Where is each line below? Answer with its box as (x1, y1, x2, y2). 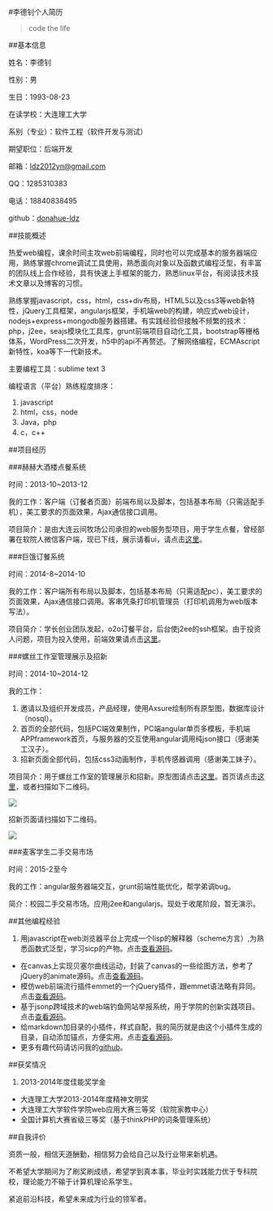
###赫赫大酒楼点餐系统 (8, 463, 87, 472)
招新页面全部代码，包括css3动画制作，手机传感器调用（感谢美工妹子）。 (19, 754, 262, 764)
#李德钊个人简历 (8, 7, 63, 16)
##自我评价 (8, 1132, 46, 1142)
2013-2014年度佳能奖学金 (19, 1077, 106, 1086)
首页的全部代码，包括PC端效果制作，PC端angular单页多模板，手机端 (19, 724, 250, 733)
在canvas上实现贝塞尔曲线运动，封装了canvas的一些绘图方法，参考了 (19, 961, 254, 971)
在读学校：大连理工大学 (8, 109, 87, 119)
